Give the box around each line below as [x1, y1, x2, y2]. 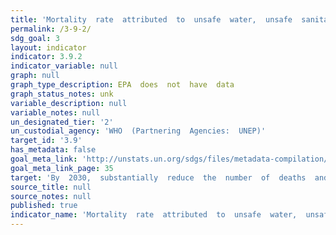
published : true [10, 201, 78, 211]
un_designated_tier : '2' [10, 117, 114, 127]
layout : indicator [10, 42, 87, 53]
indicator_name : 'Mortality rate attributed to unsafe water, [10, 210, 298, 220]
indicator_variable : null [10, 61, 118, 71]
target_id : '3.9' [10, 136, 83, 146]
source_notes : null [10, 191, 92, 201]
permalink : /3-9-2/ [10, 24, 92, 34]
